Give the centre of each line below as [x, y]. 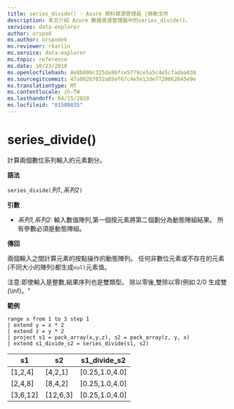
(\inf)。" [19, 290]
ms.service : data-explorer [47, 53]
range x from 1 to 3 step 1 [48, 319]
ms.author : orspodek [38, 40]
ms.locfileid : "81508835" [45, 105]
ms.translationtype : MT [42, 86]
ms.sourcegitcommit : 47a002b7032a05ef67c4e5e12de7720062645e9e [102, 79]
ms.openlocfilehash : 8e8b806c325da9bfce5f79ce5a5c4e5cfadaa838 [102, 72]
